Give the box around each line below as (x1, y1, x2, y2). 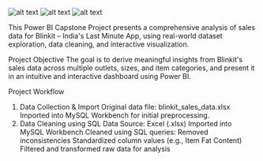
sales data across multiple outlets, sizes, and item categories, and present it (8, 63, 255, 73)
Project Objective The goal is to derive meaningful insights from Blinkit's (8, 55, 243, 64)
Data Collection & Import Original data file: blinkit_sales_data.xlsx (19, 103, 231, 111)
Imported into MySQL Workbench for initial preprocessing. (19, 110, 210, 120)
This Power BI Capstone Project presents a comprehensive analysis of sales (8, 23, 256, 32)
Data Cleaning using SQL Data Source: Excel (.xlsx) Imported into (19, 119, 232, 128)
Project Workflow (8, 87, 65, 96)
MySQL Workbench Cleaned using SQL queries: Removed (19, 127, 209, 137)
